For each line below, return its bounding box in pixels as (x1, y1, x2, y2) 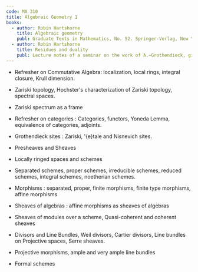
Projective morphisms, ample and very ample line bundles (14, 249, 156, 256)
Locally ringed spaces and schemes (14, 155, 103, 162)
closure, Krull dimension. (14, 75, 75, 82)
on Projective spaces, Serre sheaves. (14, 237, 105, 244)
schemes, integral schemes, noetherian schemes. (14, 173, 136, 180)
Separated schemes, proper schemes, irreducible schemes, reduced (14, 167, 181, 174)
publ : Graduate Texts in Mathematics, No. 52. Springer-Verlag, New (16, 36, 189, 42)
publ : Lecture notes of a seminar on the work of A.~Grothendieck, (16, 52, 186, 58)
